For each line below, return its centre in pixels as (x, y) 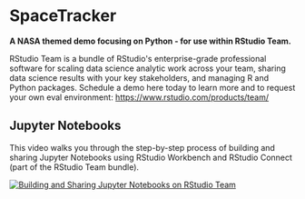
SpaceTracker (63, 16)
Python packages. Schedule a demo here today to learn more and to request (152, 87)
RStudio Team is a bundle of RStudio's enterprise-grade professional (138, 58)
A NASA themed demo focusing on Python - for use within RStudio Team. (151, 41)
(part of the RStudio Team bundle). (74, 167)
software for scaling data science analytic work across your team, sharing (148, 68)
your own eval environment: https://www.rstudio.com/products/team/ (139, 97)
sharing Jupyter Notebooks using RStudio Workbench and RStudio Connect (151, 157)
